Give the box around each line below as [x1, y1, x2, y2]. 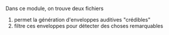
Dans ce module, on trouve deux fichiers [5, 5, 104, 12]
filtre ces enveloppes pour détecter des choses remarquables [13, 23, 164, 29]
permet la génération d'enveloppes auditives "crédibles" [13, 16, 151, 23]
